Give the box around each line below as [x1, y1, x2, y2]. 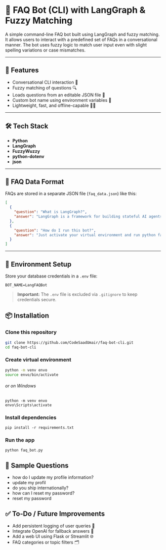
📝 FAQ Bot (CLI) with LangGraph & [5, 4, 146, 16]
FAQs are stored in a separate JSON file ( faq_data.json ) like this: [5, 190, 137, 197]
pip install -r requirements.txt [5, 425, 74, 430]
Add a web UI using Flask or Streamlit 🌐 [12, 533, 94, 539]
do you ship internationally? [12, 485, 69, 491]
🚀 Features [5, 66, 39, 75]
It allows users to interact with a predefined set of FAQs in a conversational [5, 37, 158, 43]
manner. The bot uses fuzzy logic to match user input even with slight [5, 42, 147, 47]
